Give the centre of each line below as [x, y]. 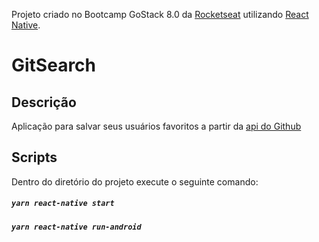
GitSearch [54, 65]
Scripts [34, 157]
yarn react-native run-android [76, 227]
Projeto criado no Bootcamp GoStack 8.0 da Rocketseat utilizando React [160, 14]
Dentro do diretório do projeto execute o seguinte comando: [135, 181]
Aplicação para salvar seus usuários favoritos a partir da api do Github [156, 126]
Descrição [44, 102]
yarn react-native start [63, 204]
